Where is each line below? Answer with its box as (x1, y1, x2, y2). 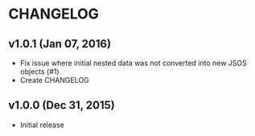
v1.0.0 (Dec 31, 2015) (8, 98, 115, 113)
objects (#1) (19, 67, 60, 76)
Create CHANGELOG (19, 76, 90, 84)
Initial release (19, 120, 64, 130)
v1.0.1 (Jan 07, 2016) (8, 37, 111, 51)
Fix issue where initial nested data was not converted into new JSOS (19, 58, 247, 68)
